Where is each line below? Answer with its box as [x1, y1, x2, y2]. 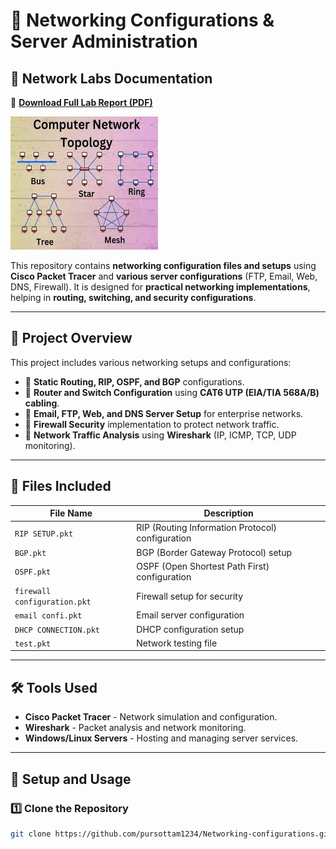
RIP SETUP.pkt [14, 529, 74, 539]
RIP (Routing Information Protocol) [136, 522, 277, 534]
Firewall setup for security [136, 590, 244, 602]
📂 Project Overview [10, 330, 133, 347]
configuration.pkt [14, 597, 92, 608]
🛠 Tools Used [10, 679, 98, 696]
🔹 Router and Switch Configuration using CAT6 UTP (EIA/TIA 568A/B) [24, 386, 320, 398]
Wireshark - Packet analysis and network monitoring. [24, 722, 247, 734]
